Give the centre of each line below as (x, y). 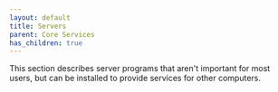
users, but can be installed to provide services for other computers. (135, 78)
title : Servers (38, 26)
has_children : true (46, 43)
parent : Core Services (52, 34)
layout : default (40, 18)
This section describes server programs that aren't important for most (140, 69)
